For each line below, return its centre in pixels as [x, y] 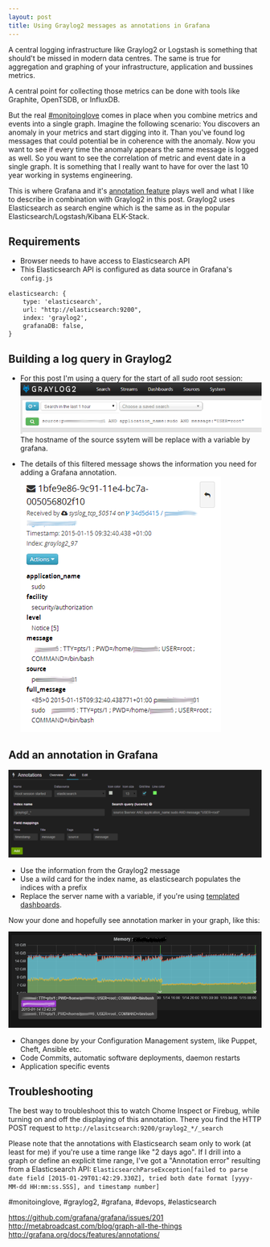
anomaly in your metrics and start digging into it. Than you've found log [127, 132]
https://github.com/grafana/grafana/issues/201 [86, 1218]
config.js [37, 279]
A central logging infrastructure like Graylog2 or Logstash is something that [133, 49]
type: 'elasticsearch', [63, 302]
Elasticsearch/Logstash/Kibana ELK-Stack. [79, 216]
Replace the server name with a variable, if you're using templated [129, 896]
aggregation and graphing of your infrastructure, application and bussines [131, 67]
